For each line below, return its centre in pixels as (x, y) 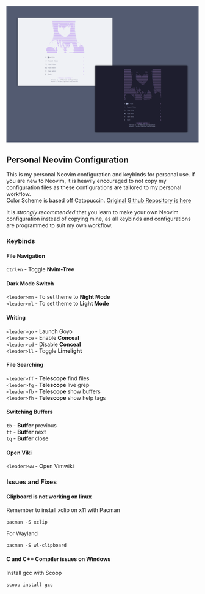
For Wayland (22, 533)
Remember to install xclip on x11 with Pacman (63, 510)
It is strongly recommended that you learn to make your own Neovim (92, 212)
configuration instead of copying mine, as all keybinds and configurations (99, 219)
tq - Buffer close (27, 438)
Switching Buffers (30, 412)
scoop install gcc (30, 585)
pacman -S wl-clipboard (37, 546)
